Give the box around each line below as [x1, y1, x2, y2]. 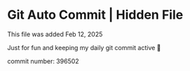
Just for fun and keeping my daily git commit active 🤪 [7, 43, 161, 52]
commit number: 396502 [7, 56, 79, 65]
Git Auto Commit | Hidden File [7, 7, 184, 23]
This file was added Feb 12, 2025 [7, 30, 103, 38]
